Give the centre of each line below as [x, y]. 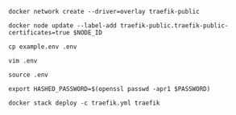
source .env [28, 75]
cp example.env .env [43, 47]
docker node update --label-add [62, 26]
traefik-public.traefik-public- [174, 26]
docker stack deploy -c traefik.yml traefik [84, 103]
